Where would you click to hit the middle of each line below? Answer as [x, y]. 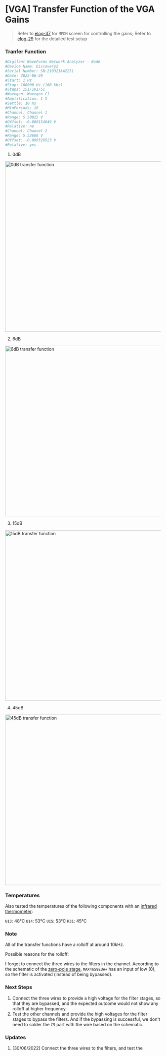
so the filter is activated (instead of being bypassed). [59, 974]
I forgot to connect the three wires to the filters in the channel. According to [82, 964]
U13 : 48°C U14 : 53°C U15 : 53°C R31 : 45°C [46, 921]
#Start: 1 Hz [19, 80]
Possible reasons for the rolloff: [37, 954]
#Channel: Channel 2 [26, 131]
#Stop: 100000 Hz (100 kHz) [34, 85]
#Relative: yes [21, 145]
